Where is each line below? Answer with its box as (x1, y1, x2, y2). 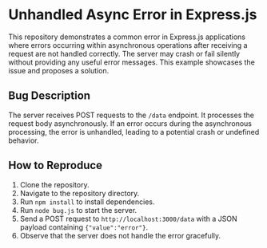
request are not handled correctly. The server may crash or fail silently (8, 49, 241, 58)
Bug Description (8, 89, 90, 103)
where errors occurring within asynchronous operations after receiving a (8, 40, 248, 49)
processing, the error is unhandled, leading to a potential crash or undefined (8, 127, 260, 136)
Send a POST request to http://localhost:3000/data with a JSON (19, 214, 237, 223)
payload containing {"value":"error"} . (19, 222, 149, 232)
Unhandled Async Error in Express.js (8, 6, 257, 24)
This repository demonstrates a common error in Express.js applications (8, 32, 246, 41)
